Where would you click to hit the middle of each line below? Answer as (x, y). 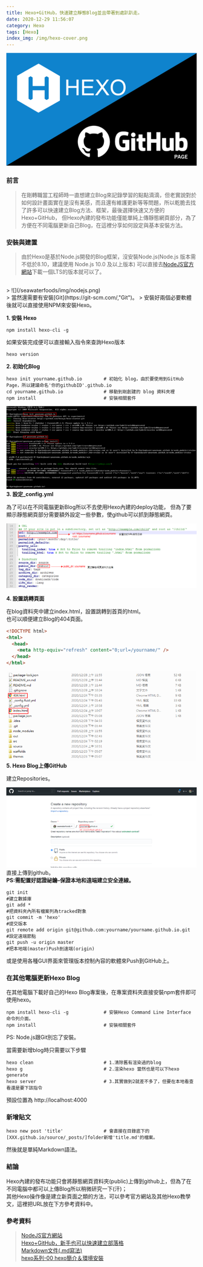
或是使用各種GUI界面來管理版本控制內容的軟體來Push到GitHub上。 (89, 961)
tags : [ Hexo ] (23, 32)
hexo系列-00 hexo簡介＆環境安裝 (62, 1258)
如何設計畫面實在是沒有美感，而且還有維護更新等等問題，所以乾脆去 (106, 202)
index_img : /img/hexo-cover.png (47, 38)
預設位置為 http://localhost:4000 (47, 1100)
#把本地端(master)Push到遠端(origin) (50, 949)
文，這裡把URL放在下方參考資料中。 (51, 1203)
